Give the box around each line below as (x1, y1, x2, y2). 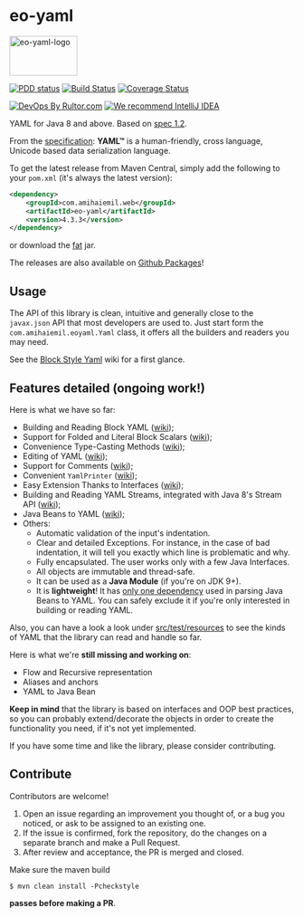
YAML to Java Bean (22, 685, 97, 697)
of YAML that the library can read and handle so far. (9, 631, 203, 643)
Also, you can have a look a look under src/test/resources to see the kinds (9, 622, 287, 633)
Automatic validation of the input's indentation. (35, 527, 211, 539)
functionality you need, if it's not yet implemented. (9, 722, 197, 733)
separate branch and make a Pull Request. (22, 836, 181, 847)
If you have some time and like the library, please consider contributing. (9, 740, 276, 751)
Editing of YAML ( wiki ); (22, 450, 109, 462)
